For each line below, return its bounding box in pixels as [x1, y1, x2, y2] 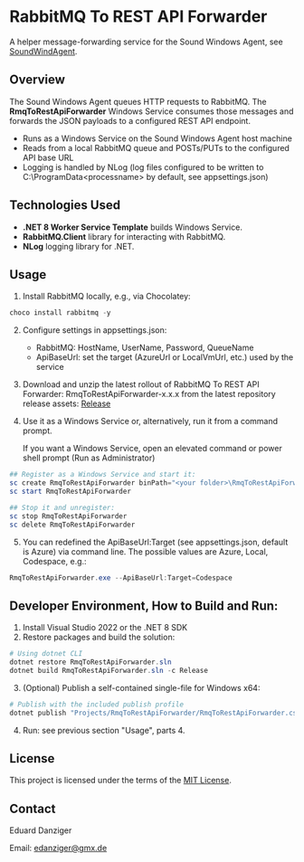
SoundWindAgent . [9, 45, 78, 56]
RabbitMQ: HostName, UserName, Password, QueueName [35, 342, 254, 354]
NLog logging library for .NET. [22, 241, 135, 251]
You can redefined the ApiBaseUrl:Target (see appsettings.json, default [22, 536, 289, 547]
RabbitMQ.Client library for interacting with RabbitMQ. [22, 231, 226, 242]
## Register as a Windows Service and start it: [9, 470, 196, 479]
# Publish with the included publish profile [9, 699, 184, 709]
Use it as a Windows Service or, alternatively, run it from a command [22, 416, 279, 427]
